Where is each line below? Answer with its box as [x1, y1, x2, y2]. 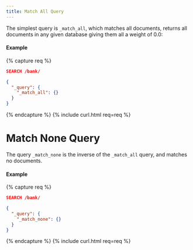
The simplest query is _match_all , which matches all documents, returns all [6, 25, 187, 32]
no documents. [6, 157, 43, 164]
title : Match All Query [6, 8, 64, 15]
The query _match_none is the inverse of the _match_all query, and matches [6, 151, 187, 158]
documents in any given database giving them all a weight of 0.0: [6, 30, 163, 38]
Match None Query [6, 132, 101, 145]
